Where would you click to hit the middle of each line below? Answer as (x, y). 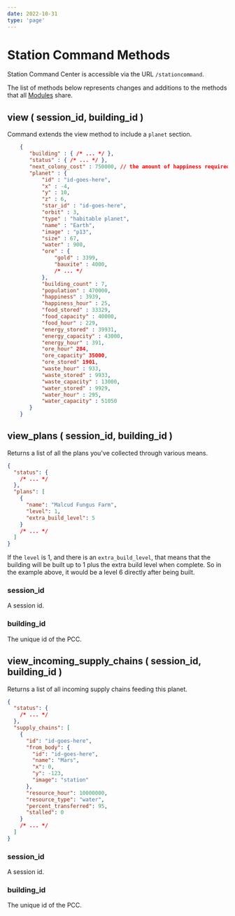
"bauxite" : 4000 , (81, 264)
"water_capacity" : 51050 (79, 401)
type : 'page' (26, 20)
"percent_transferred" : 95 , (67, 806)
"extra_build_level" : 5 (60, 518)
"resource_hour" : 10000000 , (67, 793)
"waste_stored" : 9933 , (76, 375)
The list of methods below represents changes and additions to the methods (117, 88)
